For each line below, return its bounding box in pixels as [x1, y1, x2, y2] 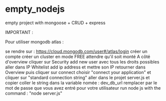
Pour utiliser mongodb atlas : [5, 38, 64, 45]
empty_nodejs [5, 3, 65, 15]
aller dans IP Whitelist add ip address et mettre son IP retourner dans [5, 64, 146, 70]
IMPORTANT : [5, 29, 34, 35]
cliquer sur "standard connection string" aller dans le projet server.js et [5, 74, 150, 80]
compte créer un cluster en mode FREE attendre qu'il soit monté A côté [5, 53, 150, 60]
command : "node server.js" [5, 90, 62, 96]
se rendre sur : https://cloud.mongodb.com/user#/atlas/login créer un [5, 48, 148, 54]
